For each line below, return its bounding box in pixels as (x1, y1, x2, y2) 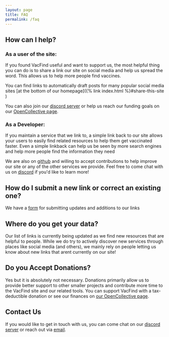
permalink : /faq (5, 17, 39, 22)
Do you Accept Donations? (5, 263, 91, 272)
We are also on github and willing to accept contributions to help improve (5, 158, 157, 164)
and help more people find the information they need (5, 148, 115, 154)
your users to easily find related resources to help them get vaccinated (5, 138, 152, 144)
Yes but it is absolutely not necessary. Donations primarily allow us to (5, 277, 149, 283)
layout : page (5, 7, 33, 13)
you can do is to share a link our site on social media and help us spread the (5, 68, 163, 74)
